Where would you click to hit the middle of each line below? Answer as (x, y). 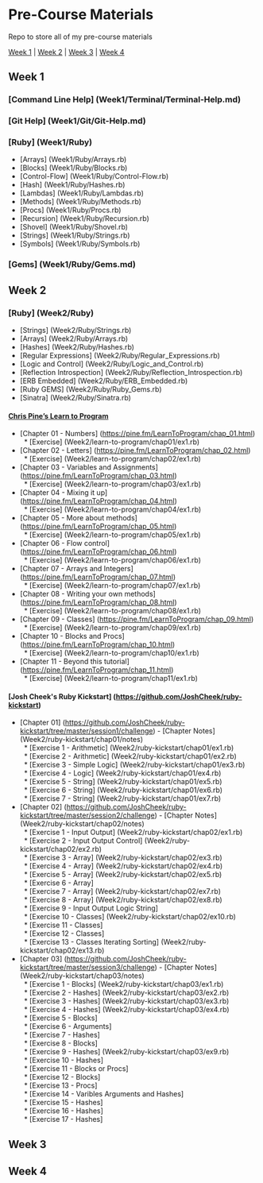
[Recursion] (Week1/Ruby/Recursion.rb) (84, 218)
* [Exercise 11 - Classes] (63, 925)
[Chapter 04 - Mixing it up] (64, 493)
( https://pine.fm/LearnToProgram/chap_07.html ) (98, 577)
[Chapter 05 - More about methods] (78, 518)
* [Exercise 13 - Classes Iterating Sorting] (91, 942)
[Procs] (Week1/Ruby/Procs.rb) (70, 210)
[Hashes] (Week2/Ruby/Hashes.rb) (77, 347)
